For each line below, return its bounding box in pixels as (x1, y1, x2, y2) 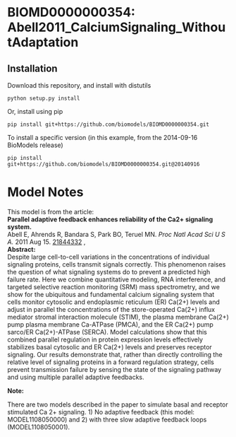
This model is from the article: (7, 207, 94, 216)
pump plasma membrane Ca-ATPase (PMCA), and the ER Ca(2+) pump (7, 320, 213, 329)
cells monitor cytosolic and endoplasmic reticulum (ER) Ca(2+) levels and (7, 298, 221, 306)
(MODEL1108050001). (7, 422, 70, 431)
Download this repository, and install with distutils (7, 81, 151, 89)
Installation (7, 62, 58, 74)
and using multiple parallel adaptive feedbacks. (7, 373, 144, 381)
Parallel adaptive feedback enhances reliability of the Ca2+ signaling (7, 215, 213, 223)
